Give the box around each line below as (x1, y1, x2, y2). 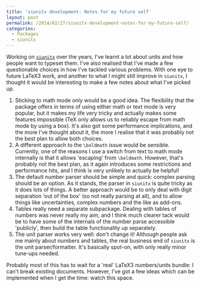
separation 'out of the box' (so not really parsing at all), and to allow (14, 193, 182, 199)
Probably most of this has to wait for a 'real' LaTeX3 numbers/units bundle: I (6, 262, 194, 268)
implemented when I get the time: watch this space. (6, 274, 134, 281)
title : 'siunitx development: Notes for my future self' (6, 8, 152, 15)
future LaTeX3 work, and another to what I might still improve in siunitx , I (6, 73, 188, 79)
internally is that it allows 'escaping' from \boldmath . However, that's (14, 154, 184, 161)
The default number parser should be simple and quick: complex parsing (14, 174, 195, 180)
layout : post (6, 14, 39, 20)
